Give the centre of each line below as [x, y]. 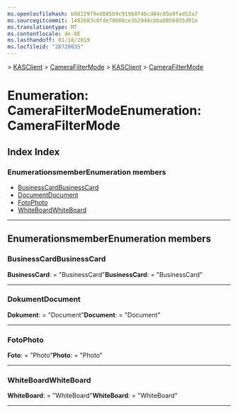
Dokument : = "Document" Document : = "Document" [84, 315]
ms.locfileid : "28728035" [45, 47]
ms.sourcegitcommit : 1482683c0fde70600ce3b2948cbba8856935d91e [103, 21]
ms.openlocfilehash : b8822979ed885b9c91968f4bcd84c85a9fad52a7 [103, 14]
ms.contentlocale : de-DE [44, 34]
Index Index [34, 152]
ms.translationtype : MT [42, 27]
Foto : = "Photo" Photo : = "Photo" [55, 356]
